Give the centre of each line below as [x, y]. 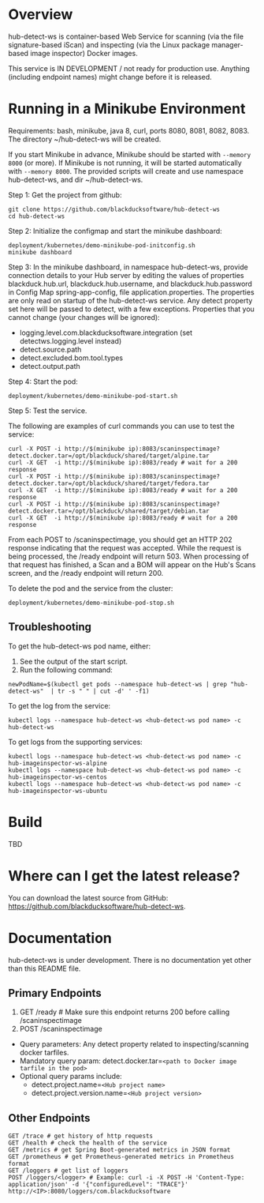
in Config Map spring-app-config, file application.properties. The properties [131, 292]
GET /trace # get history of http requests [81, 1136]
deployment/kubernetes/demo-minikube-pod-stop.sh [91, 603]
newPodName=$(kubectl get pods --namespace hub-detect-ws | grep [117, 684]
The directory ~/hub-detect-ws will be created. [85, 139]
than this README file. [45, 968]
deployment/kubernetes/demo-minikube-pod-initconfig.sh [102, 245]
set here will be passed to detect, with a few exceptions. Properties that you [131, 309]
